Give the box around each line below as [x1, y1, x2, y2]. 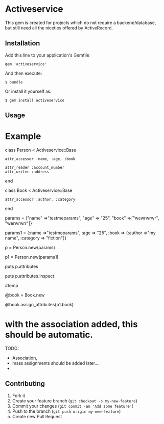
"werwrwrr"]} [5, 220, 32, 226]
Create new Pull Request [12, 413, 62, 419]
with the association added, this [5, 319, 138, 330]
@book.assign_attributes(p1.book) [5, 302, 74, 308]
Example [5, 131, 41, 142]
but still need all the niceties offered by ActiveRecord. [5, 25, 113, 30]
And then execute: [5, 70, 42, 76]
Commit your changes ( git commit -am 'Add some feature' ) [12, 403, 134, 409]
